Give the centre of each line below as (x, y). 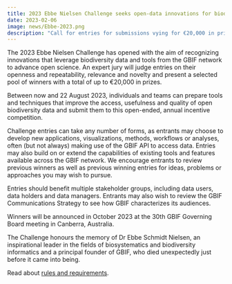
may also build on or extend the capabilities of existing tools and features (111, 153)
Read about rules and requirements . (58, 273)
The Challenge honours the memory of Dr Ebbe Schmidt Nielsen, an (104, 238)
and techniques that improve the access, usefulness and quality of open (110, 103)
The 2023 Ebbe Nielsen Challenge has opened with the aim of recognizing (113, 53)
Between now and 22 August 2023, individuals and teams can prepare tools (115, 96)
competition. (25, 118)
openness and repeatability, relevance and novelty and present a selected (112, 75)
